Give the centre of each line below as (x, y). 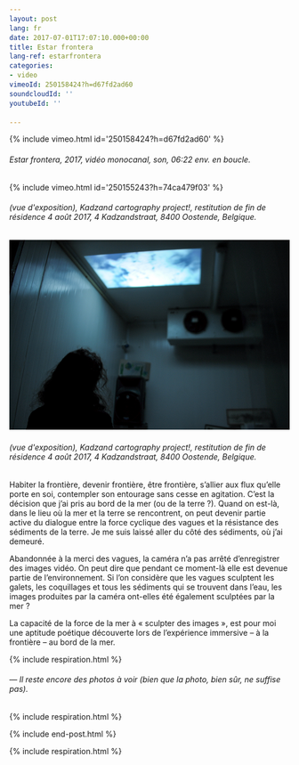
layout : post (33, 19)
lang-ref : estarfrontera (55, 57)
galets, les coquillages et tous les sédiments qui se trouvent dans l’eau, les (146, 587)
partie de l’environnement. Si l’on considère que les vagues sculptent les (142, 577)
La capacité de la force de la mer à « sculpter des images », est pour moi (143, 623)
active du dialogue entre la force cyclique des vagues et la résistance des (144, 522)
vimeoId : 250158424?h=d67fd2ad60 (71, 85)
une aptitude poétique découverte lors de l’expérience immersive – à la (139, 632)
